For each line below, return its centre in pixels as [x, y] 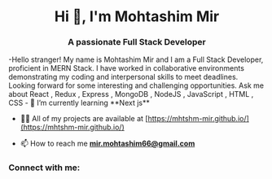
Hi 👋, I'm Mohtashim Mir [137, 17]
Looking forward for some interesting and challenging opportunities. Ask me [136, 85]
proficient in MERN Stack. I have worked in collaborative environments [126, 68]
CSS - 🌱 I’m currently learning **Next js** [79, 103]
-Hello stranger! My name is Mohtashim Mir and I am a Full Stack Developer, [136, 59]
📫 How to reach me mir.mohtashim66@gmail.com [107, 144]
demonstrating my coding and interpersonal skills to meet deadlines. [123, 77]
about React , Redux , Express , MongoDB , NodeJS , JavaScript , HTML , [131, 94]
